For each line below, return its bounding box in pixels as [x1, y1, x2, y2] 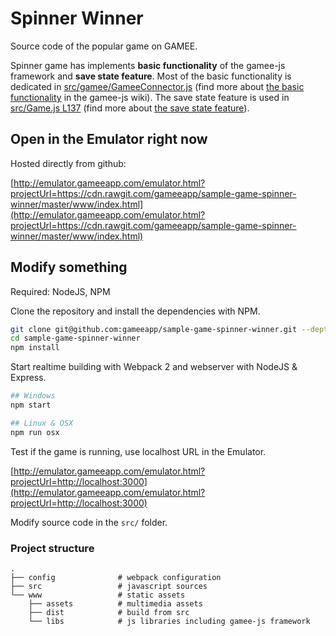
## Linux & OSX [10, 418, 74, 428]
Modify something [10, 259, 128, 276]
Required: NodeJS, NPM [10, 285, 111, 297]
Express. [10, 372, 47, 384]
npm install [10, 343, 60, 353]
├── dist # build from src [28, 607, 190, 617]
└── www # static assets [10, 590, 186, 600]
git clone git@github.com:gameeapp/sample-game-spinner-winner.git [10, 324, 298, 334]
